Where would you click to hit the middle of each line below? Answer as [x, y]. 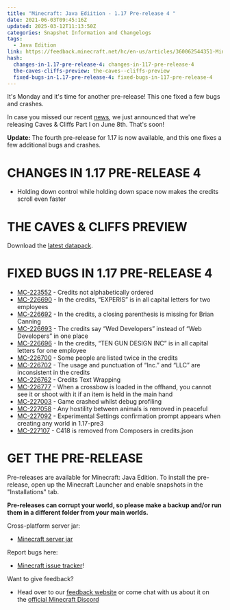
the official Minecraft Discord [58, 600]
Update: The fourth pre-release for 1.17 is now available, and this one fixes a [114, 138]
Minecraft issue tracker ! [50, 565]
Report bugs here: [33, 552]
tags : [15, 39]
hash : [15, 58]
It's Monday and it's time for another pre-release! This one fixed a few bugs [114, 97]
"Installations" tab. [33, 492]
